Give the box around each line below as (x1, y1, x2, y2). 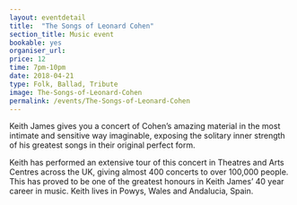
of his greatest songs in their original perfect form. (9, 140, 196, 150)
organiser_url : (9, 47, 66, 56)
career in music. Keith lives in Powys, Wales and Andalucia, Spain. (9, 185, 254, 197)
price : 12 (9, 55, 47, 64)
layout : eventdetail (9, 13, 87, 22)
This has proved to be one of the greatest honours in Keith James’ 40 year (9, 176, 284, 187)
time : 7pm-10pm (9, 64, 66, 73)
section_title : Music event (9, 30, 115, 38)
